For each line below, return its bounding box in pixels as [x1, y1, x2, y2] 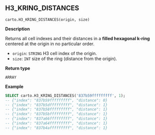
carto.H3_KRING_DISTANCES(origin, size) [5, 17, 90, 22]
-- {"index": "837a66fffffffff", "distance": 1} [5, 116, 108, 121]
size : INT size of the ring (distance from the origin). [12, 56, 117, 62]
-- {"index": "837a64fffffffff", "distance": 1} [5, 121, 108, 126]
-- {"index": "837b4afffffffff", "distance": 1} [5, 125, 108, 131]
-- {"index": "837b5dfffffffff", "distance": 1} [5, 102, 108, 107]
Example [5, 83, 24, 89]
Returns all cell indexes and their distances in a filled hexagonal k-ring [5, 35, 150, 41]
